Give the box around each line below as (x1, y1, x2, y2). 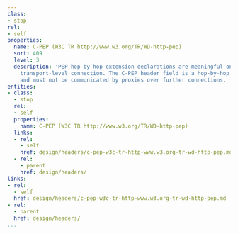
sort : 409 (13, 50, 42, 57)
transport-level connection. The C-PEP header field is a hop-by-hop (20, 69, 230, 77)
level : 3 (13, 57, 40, 64)
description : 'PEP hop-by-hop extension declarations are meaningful (13, 63, 223, 70)
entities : (7, 83, 37, 90)
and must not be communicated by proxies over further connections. (20, 76, 227, 84)
